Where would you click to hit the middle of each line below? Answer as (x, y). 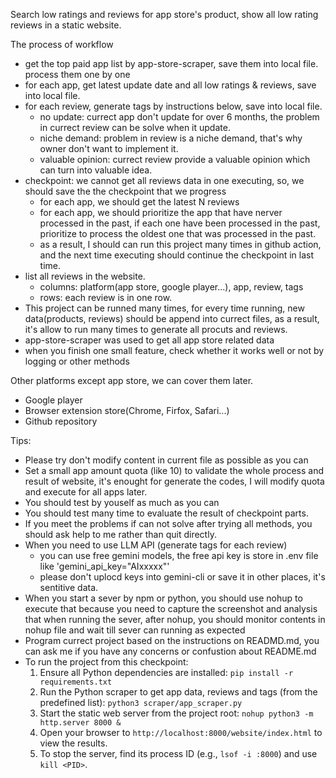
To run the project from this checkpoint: (106, 662)
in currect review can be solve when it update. (135, 127)
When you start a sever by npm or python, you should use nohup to (163, 598)
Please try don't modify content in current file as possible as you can (166, 460)
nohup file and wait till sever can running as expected (135, 630)
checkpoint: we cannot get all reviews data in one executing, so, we (164, 180)
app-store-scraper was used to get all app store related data (149, 340)
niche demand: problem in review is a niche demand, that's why (171, 138)
